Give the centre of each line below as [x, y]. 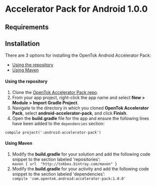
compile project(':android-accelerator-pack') [53, 132]
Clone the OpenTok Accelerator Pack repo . [55, 92]
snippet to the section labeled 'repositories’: [56, 159]
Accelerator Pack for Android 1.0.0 [76, 9]
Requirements [27, 27]
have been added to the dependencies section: [58, 123]
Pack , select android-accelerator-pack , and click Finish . [70, 113]
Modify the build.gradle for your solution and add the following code [81, 154]
